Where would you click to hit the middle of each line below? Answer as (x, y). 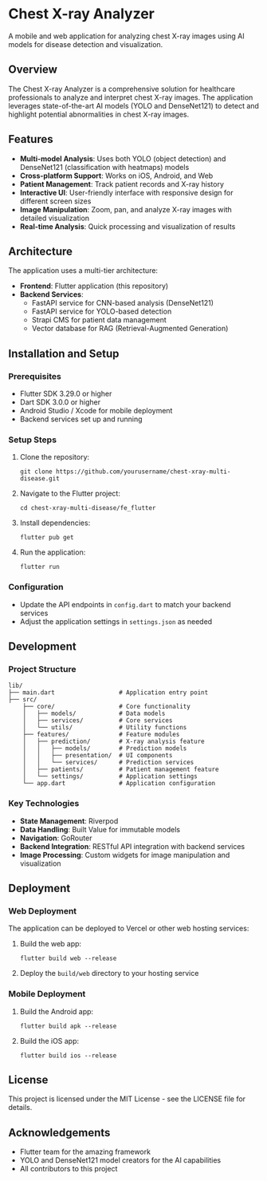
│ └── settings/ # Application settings (110, 776)
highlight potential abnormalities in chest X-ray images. (99, 114)
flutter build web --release (68, 958)
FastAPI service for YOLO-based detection (102, 311)
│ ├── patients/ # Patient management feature (121, 770)
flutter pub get (47, 538)
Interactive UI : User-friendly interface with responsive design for (126, 192)
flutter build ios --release (68, 1055)
